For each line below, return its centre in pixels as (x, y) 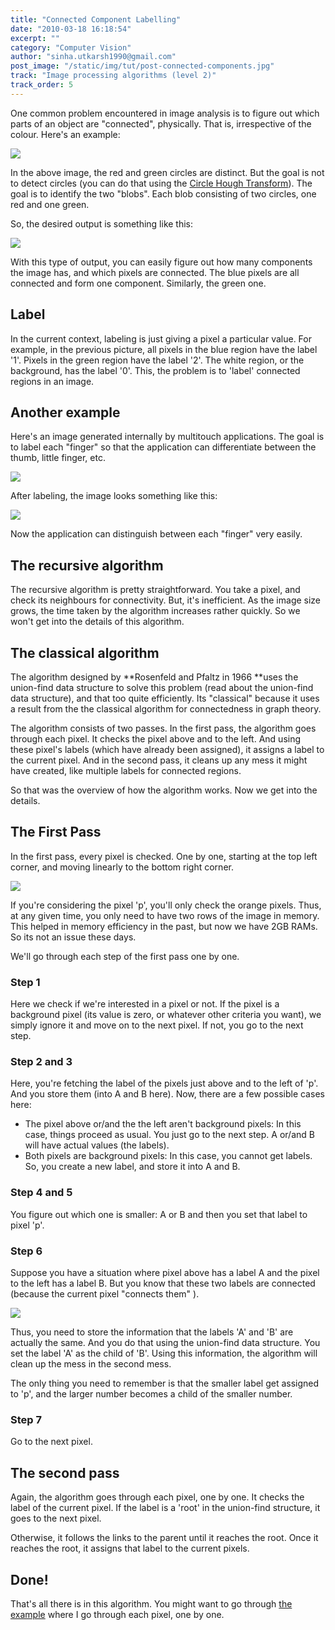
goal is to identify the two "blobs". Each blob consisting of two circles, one (163, 193)
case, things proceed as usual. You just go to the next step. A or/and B (169, 1135)
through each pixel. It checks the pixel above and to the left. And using (156, 739)
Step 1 (25, 982)
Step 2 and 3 (41, 1062)
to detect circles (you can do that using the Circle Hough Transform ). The (161, 183)
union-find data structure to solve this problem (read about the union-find (162, 687)
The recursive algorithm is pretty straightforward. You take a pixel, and (155, 590)
